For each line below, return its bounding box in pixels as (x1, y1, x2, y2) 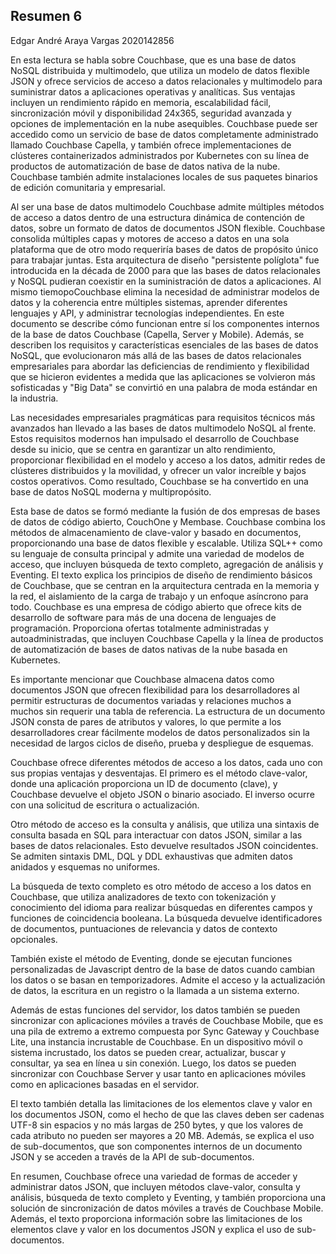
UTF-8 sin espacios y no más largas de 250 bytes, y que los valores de (10, 1119, 304, 1131)
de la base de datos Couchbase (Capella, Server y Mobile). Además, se (10, 328, 305, 340)
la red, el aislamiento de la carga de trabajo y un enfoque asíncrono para (10, 590, 309, 602)
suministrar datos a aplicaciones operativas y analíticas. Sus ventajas (10, 85, 296, 98)
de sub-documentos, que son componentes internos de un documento (10, 1140, 303, 1152)
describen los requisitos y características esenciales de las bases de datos (10, 339, 319, 351)
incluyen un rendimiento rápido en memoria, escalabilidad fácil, (10, 96, 272, 108)
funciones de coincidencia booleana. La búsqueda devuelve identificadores (10, 912, 323, 924)
